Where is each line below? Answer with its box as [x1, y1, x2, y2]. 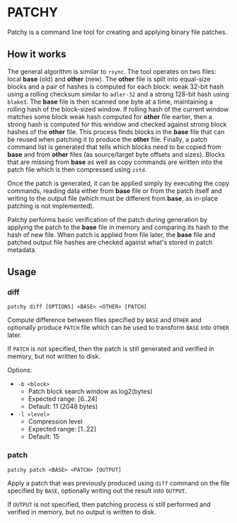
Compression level [28, 417, 83, 426]
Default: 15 [28, 432, 60, 441]
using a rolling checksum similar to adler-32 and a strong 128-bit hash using [7, 89, 230, 98]
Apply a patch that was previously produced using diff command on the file [7, 478, 230, 487]
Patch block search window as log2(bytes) [28, 387, 153, 396]
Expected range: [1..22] [28, 425, 97, 434]
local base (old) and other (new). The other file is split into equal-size [7, 75, 211, 83]
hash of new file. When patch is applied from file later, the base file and [7, 230, 216, 238]
